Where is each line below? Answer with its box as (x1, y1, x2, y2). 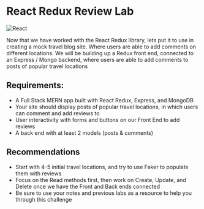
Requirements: (6, 80, 64, 91)
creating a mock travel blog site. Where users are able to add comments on (6, 43, 197, 50)
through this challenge (15, 196, 72, 203)
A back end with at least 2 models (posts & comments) (15, 129, 154, 136)
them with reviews (15, 170, 62, 177)
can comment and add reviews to (15, 109, 100, 117)
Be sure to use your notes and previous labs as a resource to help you (15, 189, 192, 197)
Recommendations (6, 147, 80, 158)
